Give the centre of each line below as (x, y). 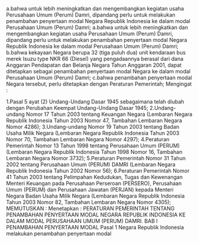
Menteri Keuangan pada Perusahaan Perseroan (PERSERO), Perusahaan (94, 183)
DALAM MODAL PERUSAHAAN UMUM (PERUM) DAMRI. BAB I (82, 221)
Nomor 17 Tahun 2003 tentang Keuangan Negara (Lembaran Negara (109, 114)
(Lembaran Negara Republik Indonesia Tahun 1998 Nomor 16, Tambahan (94, 152)
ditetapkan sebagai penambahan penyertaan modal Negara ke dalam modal (98, 71)
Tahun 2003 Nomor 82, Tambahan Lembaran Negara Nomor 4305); (89, 202)
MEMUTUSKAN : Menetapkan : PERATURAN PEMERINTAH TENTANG (90, 208)
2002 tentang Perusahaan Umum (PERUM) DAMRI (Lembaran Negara (91, 164)
